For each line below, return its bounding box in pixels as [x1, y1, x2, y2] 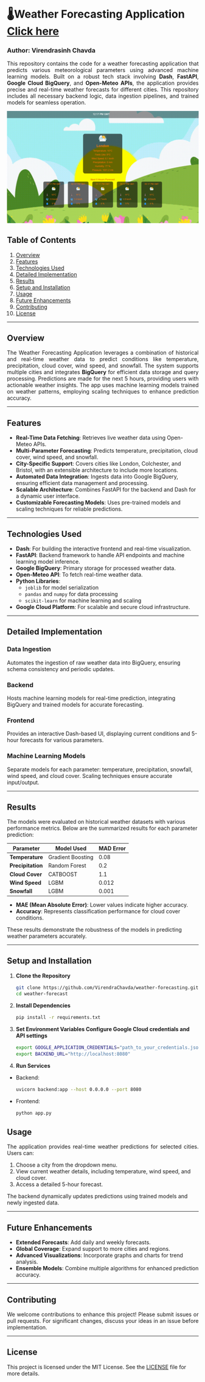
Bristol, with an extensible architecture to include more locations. [15, 467, 179, 474]
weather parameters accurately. [7, 932, 87, 940]
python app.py [15, 1110, 52, 1116]
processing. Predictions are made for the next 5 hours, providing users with [7, 375, 199, 383]
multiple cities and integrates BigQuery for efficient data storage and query [7, 369, 199, 376]
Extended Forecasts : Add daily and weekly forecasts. [15, 1239, 151, 1246]
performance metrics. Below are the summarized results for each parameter [7, 824, 198, 832]
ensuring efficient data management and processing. [15, 480, 149, 487]
